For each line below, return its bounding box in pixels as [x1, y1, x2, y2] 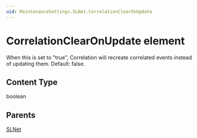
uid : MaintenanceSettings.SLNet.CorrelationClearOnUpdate [6, 8, 152, 15]
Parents [6, 110, 36, 120]
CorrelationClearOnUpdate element [6, 34, 185, 47]
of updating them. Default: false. [6, 60, 85, 67]
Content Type [6, 77, 58, 87]
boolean [6, 93, 27, 100]
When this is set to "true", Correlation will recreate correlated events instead [6, 54, 192, 61]
